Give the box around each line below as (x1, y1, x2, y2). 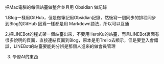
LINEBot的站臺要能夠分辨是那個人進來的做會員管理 (13, 43, 116, 49)
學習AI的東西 (12, 54, 38, 60)
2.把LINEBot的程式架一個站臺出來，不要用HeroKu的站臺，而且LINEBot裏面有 (5, 31, 160, 37)
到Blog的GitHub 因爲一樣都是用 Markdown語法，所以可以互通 (5, 21, 129, 26)
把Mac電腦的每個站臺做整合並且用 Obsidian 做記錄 (5, 4, 107, 10)
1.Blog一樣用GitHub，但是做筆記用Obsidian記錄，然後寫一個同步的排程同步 (5, 15, 157, 21)
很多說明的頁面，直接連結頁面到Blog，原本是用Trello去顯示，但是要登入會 (5, 37, 154, 43)
